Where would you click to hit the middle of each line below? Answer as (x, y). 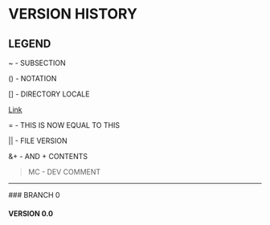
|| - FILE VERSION (38, 141)
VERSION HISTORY (73, 14)
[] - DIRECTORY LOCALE (49, 94)
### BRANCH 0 (34, 195)
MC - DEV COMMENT (64, 172)
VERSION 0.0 (31, 213)
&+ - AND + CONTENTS (48, 156)
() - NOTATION (33, 78)
